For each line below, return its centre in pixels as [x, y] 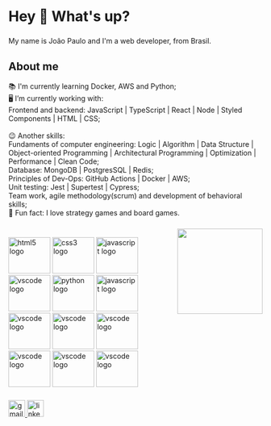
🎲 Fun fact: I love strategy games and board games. [94, 212]
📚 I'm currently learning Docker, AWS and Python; [92, 86]
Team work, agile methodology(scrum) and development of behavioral [125, 195]
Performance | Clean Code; [54, 161]
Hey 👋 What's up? [69, 17]
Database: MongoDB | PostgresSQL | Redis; [81, 169]
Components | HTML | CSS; [54, 118]
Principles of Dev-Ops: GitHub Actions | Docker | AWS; [100, 178]
